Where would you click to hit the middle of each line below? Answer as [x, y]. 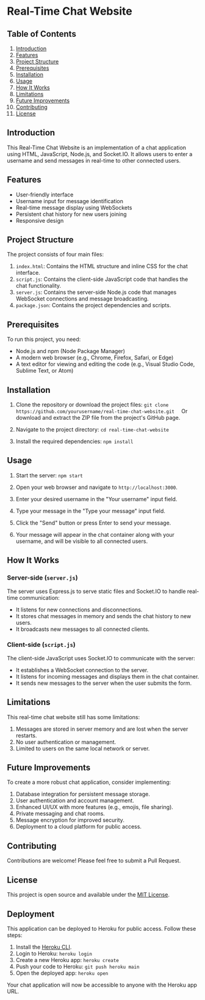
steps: [15, 935]
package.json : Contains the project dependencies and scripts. [93, 305]
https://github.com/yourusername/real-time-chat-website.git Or [102, 411]
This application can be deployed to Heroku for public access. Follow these [102, 928]
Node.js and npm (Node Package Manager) [70, 351]
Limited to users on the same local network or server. [83, 748]
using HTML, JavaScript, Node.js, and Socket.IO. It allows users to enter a [100, 154]
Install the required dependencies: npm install [74, 441]
